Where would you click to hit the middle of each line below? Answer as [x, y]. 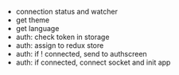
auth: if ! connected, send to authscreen [81, 54]
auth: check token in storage [62, 37]
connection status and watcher [66, 12]
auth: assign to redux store [60, 45]
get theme [33, 20]
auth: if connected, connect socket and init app [93, 62]
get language [37, 28]
